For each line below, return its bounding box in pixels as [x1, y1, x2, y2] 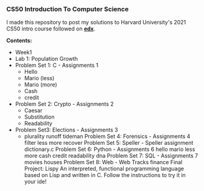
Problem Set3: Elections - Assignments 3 [15, 127, 118, 134]
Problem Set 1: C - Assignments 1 [15, 61, 99, 69]
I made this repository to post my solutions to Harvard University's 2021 [6, 19, 186, 26]
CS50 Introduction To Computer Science [6, 5, 129, 13]
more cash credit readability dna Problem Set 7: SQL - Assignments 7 [24, 152, 199, 159]
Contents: [6, 37, 32, 44]
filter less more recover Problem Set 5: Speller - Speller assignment [24, 139, 194, 147]
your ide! [24, 178, 47, 186]
